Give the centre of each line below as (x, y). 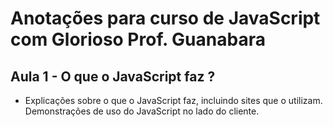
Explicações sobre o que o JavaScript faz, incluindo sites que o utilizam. (173, 100)
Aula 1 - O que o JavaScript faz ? (113, 76)
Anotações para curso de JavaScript (165, 18)
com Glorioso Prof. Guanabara (138, 39)
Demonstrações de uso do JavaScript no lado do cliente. (142, 111)
